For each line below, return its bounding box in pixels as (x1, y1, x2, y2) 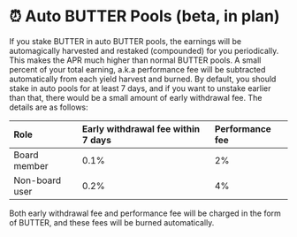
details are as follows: (9, 102, 88, 112)
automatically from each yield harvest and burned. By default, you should (9, 73, 277, 84)
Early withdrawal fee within (82, 122, 201, 134)
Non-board (13, 174, 62, 187)
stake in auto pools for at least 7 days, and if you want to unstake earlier (9, 82, 271, 94)
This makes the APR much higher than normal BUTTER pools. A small (9, 55, 262, 65)
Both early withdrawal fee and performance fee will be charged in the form (9, 208, 281, 218)
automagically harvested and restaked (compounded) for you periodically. (9, 45, 279, 56)
